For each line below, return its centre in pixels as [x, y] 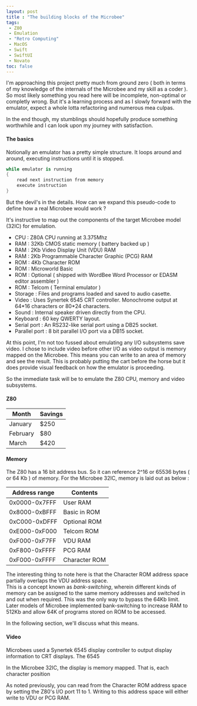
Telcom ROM [81, 531]
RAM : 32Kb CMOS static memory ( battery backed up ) [82, 243]
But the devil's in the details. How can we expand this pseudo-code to [91, 202]
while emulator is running [39, 169]
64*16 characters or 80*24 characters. [62, 306]
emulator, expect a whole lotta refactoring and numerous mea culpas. [90, 108]
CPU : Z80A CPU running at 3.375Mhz [61, 237]
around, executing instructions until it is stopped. [65, 158]
